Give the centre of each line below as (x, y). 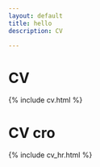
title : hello (30, 23)
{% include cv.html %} (46, 100)
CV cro (32, 133)
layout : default (35, 16)
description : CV (35, 31)
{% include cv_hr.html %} (50, 155)
